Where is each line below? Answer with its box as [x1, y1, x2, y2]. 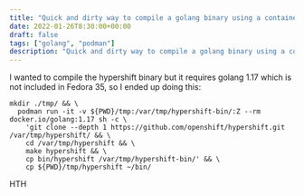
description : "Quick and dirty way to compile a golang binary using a [9, 47, 285, 56]
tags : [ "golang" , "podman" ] [9, 38, 116, 48]
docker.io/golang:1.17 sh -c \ [9, 115, 128, 124]
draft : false [9, 30, 59, 39]
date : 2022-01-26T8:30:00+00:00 [9, 22, 131, 31]
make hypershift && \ [25, 147, 107, 156]
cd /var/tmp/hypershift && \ [25, 139, 136, 148]
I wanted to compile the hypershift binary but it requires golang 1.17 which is [9, 72, 292, 83]
